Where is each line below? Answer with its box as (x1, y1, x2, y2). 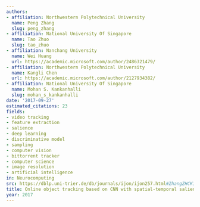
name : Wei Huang (11, 53, 52, 59)
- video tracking (6, 114, 49, 120)
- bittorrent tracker (6, 153, 60, 159)
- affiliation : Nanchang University (6, 48, 97, 54)
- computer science (6, 159, 55, 165)
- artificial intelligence (6, 169, 73, 176)
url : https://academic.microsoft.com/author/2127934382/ (11, 75, 156, 81)
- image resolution (6, 164, 55, 170)
